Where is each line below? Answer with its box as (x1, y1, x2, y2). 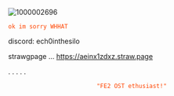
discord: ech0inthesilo (8, 36, 80, 46)
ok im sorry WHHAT (8, 23, 68, 31)
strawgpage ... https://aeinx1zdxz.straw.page (8, 52, 154, 61)
